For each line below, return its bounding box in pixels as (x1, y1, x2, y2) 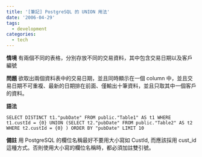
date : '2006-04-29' (6, 14, 55, 21)
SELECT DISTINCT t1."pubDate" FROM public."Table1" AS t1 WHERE (6, 115, 171, 121)
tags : (6, 20, 20, 26)
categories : (6, 31, 36, 37)
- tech (11, 37, 28, 43)
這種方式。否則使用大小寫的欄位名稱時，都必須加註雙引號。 (6, 144, 154, 151)
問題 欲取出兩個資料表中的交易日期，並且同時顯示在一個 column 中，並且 (6, 75, 188, 82)
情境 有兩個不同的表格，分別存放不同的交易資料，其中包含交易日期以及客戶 (6, 54, 193, 61)
